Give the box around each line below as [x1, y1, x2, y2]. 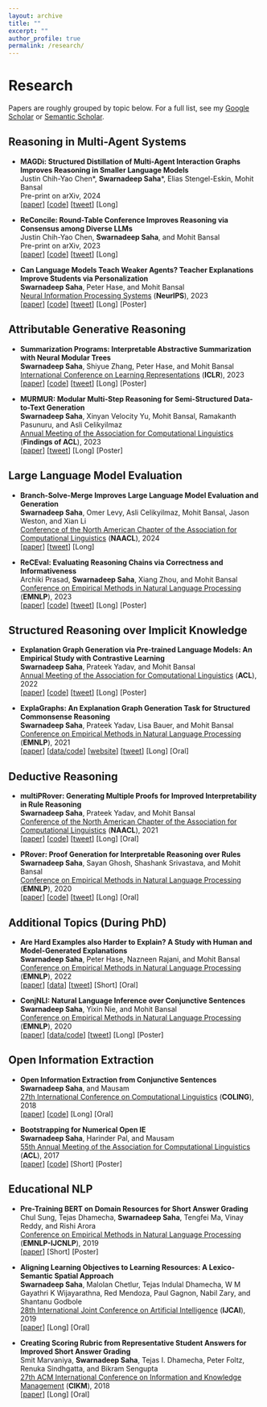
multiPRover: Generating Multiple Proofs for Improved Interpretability [19, 791, 257, 801]
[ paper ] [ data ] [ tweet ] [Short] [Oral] [19, 979, 138, 989]
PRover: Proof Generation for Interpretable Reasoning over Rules [19, 850, 241, 859]
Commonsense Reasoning [19, 712, 111, 722]
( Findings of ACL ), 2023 [19, 436, 102, 446]
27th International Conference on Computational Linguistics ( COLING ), [19, 1092, 255, 1101]
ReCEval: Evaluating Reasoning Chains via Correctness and [19, 557, 224, 567]
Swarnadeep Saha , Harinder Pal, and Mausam [19, 1133, 175, 1142]
